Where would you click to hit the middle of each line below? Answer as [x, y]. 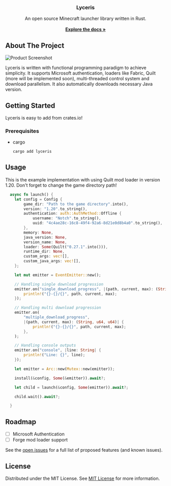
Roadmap [21, 422]
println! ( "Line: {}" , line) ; [54, 355]
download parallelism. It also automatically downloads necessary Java [79, 84]
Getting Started [30, 106]
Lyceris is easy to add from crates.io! [44, 118]
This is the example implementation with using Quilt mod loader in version [83, 179]
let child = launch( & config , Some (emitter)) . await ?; [72, 387]
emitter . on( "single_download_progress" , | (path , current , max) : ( [86, 289]
